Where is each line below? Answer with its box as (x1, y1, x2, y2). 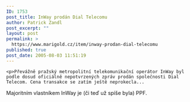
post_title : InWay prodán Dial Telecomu (6, 14, 108, 20)
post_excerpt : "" (6, 25, 49, 31)
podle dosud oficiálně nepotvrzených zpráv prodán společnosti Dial (6, 74, 179, 80)
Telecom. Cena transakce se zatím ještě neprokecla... (6, 79, 145, 85)
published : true (6, 47, 46, 53)
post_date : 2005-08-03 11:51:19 (6, 52, 86, 58)
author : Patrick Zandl (6, 19, 62, 25)
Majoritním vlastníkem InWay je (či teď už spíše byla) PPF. (6, 89, 147, 96)
